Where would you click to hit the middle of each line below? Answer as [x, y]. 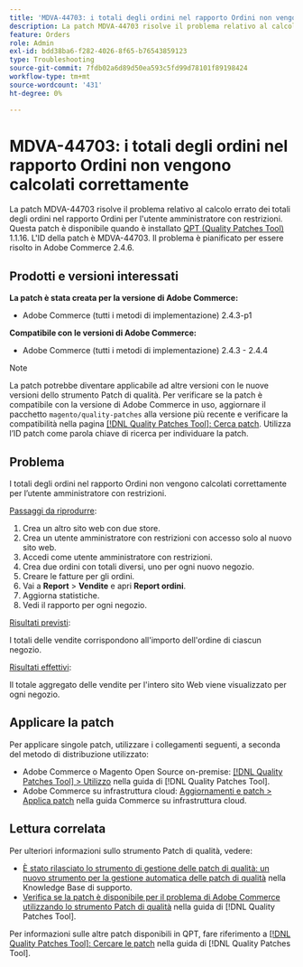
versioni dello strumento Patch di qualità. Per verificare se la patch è [136, 395]
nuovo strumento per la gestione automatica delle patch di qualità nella [154, 878]
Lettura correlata [58, 829]
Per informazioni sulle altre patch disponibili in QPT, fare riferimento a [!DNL [150, 934]
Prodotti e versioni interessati [94, 276]
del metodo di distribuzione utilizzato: [79, 754]
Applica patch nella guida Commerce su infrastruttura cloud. [134, 800]
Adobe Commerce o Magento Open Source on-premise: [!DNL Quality [152, 771]
